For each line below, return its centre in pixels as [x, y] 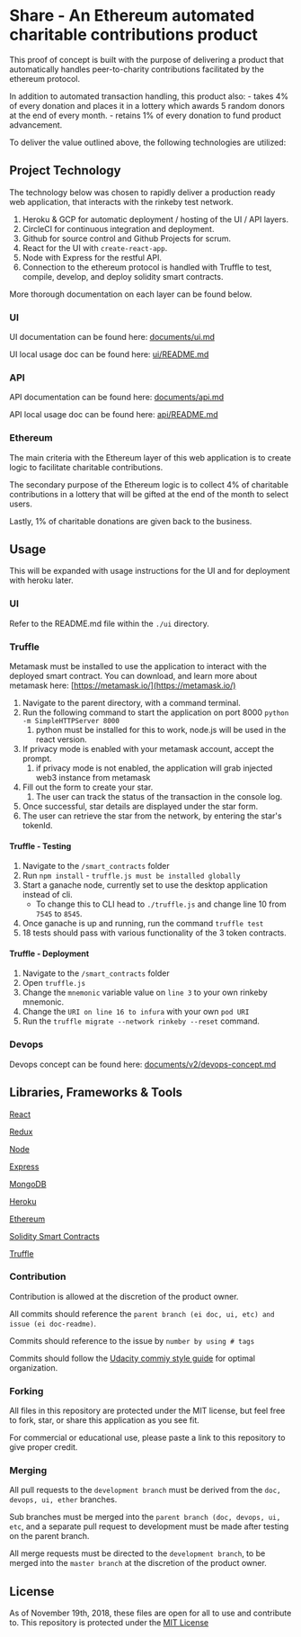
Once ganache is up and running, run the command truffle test [143, 924]
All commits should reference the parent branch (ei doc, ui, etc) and [142, 1313]
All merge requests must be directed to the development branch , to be [137, 1553]
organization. [34, 1367]
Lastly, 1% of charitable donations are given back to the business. [131, 521]
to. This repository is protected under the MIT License [109, 1623]
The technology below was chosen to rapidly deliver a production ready [142, 192]
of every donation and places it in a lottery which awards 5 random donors [147, 105]
